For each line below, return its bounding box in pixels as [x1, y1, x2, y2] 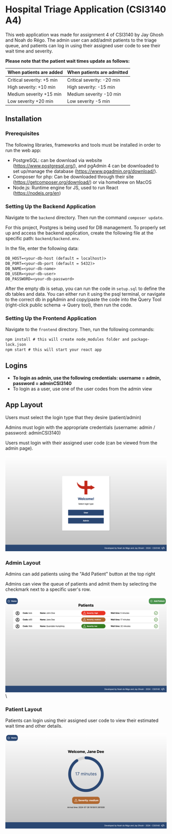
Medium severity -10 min [67, 91, 121, 97]
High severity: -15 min [67, 84, 115, 90]
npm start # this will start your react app [5, 347, 102, 353]
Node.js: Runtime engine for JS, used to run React [12, 184, 119, 191]
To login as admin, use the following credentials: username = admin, [12, 375, 161, 381]
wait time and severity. [5, 48, 53, 54]
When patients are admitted [67, 69, 128, 76]
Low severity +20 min [7, 98, 54, 104]
